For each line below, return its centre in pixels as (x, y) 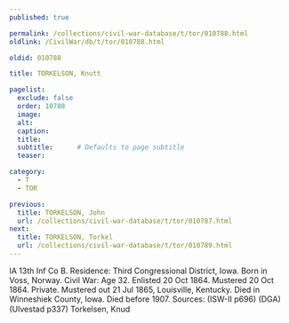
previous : (28, 204)
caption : (33, 131)
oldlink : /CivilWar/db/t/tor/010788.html (87, 42)
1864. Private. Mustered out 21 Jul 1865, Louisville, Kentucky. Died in (135, 289)
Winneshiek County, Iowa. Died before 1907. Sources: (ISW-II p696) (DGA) (145, 299)
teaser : (32, 156)
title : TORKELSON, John (61, 213)
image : (29, 114)
